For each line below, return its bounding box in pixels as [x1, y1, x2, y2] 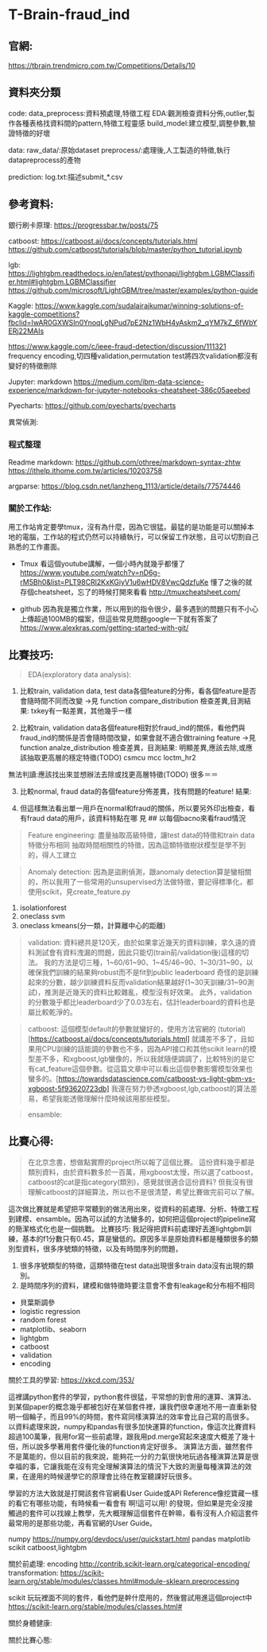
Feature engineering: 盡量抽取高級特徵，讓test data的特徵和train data [27, 830, 256, 840]
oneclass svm [19, 912, 66, 921]
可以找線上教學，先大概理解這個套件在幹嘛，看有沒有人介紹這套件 [42, 1508, 259, 1518]
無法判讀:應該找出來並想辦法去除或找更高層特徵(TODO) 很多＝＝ [8, 770, 219, 779]
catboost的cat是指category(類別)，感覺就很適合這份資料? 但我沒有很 [27, 1177, 253, 1187]
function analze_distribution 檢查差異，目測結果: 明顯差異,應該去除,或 [19, 743, 246, 752]
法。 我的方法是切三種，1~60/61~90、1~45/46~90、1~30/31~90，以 [27, 958, 253, 967]
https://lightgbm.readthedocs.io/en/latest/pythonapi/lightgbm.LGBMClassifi [8, 268, 255, 278]
